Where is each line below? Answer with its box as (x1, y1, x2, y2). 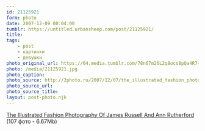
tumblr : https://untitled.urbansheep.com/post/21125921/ (6, 26, 154, 32)
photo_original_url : (6, 60, 59, 66)
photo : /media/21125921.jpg (6, 65, 78, 72)
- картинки (17, 49, 45, 55)
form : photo (6, 15, 37, 21)
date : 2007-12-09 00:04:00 (6, 20, 75, 26)
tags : (6, 37, 20, 43)
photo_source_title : (6, 89, 59, 95)
